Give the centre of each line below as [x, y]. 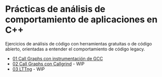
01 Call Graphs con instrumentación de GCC [58, 58]
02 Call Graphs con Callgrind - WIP [48, 64]
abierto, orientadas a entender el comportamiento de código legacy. [75, 49]
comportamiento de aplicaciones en [81, 19]
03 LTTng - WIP [28, 69]
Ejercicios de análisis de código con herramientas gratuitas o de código [79, 43]
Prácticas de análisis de [55, 9]
